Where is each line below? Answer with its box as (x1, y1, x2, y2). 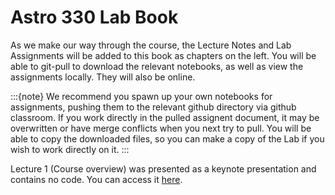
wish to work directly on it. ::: (10, 143, 130, 155)
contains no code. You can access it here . (10, 173, 183, 185)
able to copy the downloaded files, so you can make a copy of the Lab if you (10, 132, 325, 145)
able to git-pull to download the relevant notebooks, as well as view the (10, 60, 304, 72)
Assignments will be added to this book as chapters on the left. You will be (10, 49, 317, 61)
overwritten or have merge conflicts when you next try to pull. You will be (10, 122, 312, 134)
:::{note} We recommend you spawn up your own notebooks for (10, 90, 273, 102)
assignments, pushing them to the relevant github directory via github (10, 101, 297, 113)
